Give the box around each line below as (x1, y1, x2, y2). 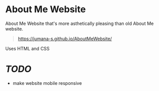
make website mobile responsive (12, 80, 82, 86)
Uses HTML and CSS (5, 45, 50, 51)
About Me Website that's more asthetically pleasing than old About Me (5, 20, 154, 26)
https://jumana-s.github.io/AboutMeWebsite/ (17, 36, 112, 42)
